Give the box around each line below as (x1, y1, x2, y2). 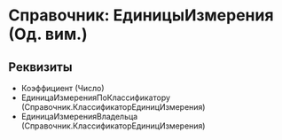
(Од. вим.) (8, 24, 88, 44)
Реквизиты (8, 59, 73, 74)
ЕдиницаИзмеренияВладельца (20, 112, 138, 121)
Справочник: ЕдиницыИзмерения (8, 5, 274, 26)
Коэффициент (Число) (20, 83, 105, 93)
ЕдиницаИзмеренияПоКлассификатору (20, 92, 170, 103)
